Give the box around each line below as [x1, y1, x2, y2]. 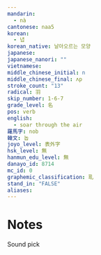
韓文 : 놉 [7, 134, 29, 141]
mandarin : [7, 10, 36, 18]
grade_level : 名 [7, 102, 54, 109]
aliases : [7, 187, 33, 194]
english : [7, 115, 33, 122]
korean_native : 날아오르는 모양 [7, 43, 91, 50]
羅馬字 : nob [7, 128, 39, 135]
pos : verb [7, 108, 36, 115]
